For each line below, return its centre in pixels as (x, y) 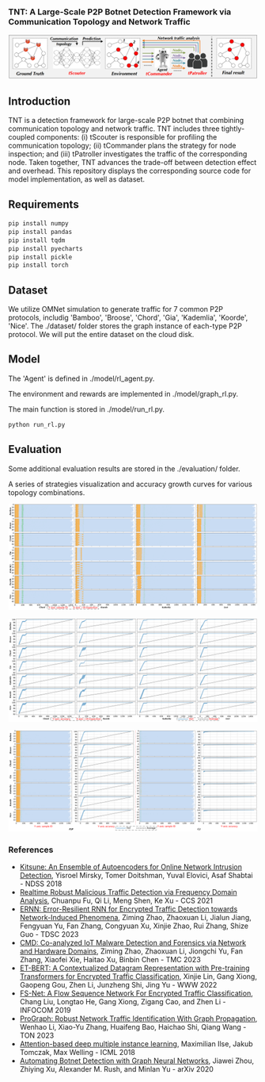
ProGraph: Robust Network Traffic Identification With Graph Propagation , (138, 1019)
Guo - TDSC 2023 (49, 934)
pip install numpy (38, 224)
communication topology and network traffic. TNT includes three (114, 129)
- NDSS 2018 (41, 884)
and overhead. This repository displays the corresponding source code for (130, 171)
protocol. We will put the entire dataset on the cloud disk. (101, 335)
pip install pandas (40, 232)
